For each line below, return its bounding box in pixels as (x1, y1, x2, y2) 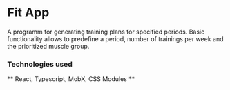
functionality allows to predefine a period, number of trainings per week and (7, 34, 224, 43)
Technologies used (7, 59, 73, 69)
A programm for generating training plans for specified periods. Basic (7, 27, 205, 36)
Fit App (7, 5, 50, 21)
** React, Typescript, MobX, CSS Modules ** (7, 75, 135, 83)
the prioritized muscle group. (7, 42, 90, 50)
